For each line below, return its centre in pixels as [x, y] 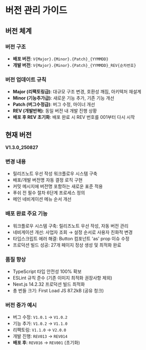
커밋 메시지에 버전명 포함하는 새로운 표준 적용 [58, 186]
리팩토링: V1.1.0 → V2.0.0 [39, 330]
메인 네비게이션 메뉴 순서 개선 [42, 199]
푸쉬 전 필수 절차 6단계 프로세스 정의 [49, 193]
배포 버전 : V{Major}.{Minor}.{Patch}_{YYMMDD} [60, 59]
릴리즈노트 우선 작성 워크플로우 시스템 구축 [55, 173]
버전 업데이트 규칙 [26, 80]
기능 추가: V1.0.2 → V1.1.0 [40, 323]
